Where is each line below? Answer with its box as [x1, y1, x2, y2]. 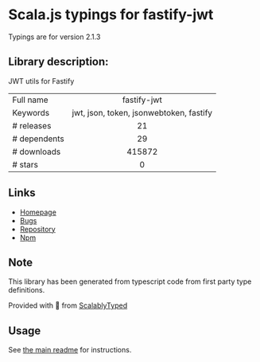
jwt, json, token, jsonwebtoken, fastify [72, 107, 213, 118]
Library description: [8, 55, 109, 69]
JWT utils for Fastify [8, 76, 75, 85]
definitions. [8, 285, 45, 295]
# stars [12, 159, 38, 170]
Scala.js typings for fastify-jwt [8, 6, 214, 24]
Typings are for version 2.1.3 [8, 32, 101, 41]
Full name [12, 94, 49, 105]
